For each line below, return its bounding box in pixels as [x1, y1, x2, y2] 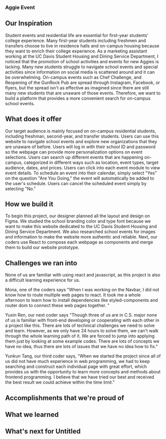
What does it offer [5, 115, 62, 123]
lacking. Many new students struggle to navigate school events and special [5, 64, 158, 70]
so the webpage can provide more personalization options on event [5, 149, 143, 155]
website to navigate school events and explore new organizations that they [5, 138, 157, 144]
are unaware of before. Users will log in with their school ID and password [5, 144, 156, 150]
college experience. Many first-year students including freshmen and [5, 38, 146, 43]
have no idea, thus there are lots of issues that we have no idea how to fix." [5, 344, 158, 350]
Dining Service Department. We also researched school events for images [5, 229, 156, 235]
